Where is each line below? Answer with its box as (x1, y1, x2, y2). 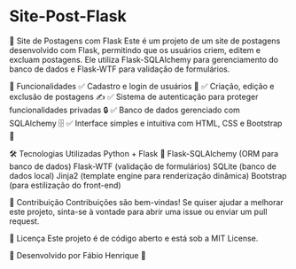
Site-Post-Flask (9, 6, 127, 27)
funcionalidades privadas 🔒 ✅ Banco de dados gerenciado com (9, 104, 241, 115)
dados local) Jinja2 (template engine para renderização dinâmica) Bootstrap (9, 170, 287, 181)
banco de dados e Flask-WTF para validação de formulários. (9, 64, 230, 74)
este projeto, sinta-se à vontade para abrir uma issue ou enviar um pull (9, 206, 268, 217)
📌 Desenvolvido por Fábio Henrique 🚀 (9, 250, 146, 260)
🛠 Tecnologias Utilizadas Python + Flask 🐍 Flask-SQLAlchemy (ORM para (9, 148, 279, 158)
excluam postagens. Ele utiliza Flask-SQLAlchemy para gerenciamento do (9, 54, 279, 65)
